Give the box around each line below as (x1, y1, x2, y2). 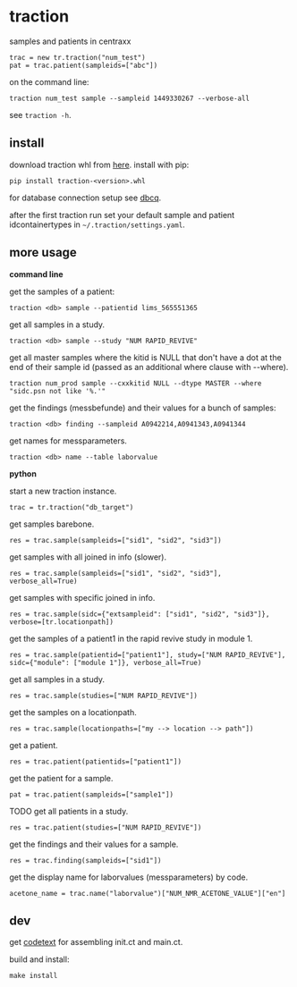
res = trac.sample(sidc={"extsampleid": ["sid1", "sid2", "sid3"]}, (9, 610, 270, 619)
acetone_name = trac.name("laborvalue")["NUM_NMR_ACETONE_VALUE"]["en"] (9, 889, 286, 898)
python (9, 468, 38, 479)
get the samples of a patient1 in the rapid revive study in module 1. (9, 633, 253, 644)
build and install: (9, 954, 70, 965)
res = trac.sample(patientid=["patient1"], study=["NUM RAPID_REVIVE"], (9, 650, 286, 659)
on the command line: (9, 76, 89, 87)
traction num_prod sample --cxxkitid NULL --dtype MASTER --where (9, 378, 262, 388)
